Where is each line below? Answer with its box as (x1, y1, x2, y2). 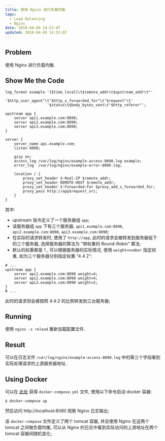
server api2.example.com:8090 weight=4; (14, 276, 98, 281)
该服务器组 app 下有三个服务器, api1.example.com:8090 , (12, 223, 124, 229)
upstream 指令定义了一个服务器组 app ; (12, 217, 90, 223)
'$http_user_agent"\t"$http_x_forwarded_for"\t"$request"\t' (5, 98, 133, 103)
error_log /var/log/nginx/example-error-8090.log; (14, 163, 122, 168)
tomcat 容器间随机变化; (5, 431, 52, 437)
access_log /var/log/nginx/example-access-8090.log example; (14, 158, 142, 163)
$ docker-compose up (5, 399, 48, 404)
